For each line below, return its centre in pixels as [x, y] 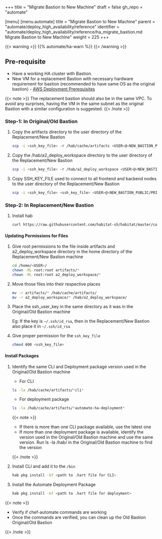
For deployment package [44, 399]
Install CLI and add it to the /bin [44, 467]
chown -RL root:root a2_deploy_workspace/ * [57, 275]
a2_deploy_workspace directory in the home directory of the [72, 252]
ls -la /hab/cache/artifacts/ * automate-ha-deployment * [68, 408]
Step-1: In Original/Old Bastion [41, 121]
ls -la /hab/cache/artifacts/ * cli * [48, 390]
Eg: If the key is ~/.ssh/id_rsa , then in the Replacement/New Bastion [81, 321]
